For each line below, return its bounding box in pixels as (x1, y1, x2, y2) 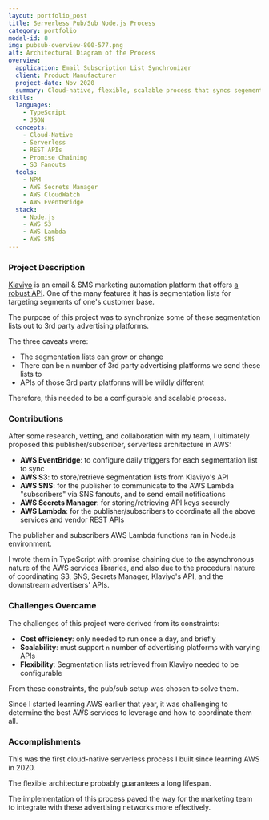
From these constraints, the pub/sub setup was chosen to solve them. (8, 683, 239, 693)
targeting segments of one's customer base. (8, 297, 155, 307)
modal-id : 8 (8, 34, 48, 42)
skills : (8, 94, 34, 102)
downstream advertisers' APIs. (8, 580, 110, 590)
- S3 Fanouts (22, 161, 66, 169)
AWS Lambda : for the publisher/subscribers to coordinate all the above (19, 507, 255, 516)
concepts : (15, 123, 48, 131)
